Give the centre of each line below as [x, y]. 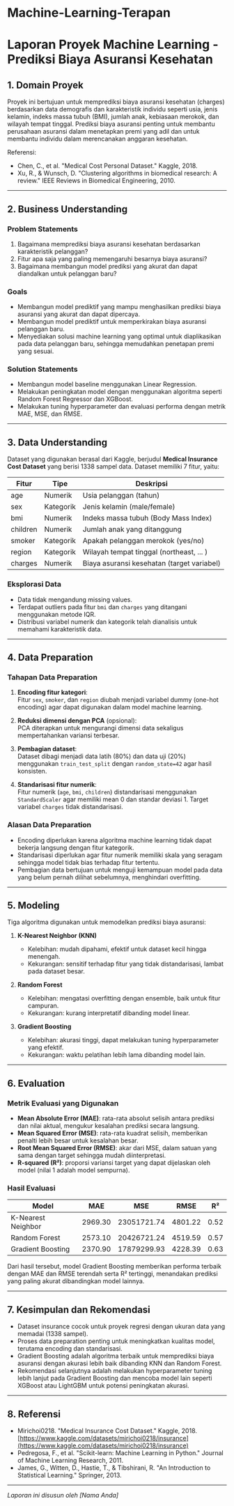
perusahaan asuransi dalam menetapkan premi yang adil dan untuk [103, 132]
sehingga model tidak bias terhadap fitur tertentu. [88, 862]
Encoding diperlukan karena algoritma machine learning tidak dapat [115, 840]
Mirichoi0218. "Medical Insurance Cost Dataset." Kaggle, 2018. [107, 1430]
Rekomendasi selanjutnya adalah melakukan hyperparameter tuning [115, 1371]
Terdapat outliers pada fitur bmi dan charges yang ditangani [102, 606]
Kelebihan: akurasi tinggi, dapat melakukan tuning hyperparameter [123, 1040]
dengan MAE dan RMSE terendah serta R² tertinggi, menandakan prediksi [112, 1274]
